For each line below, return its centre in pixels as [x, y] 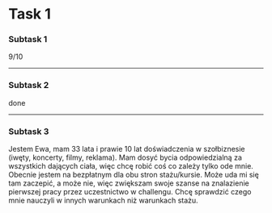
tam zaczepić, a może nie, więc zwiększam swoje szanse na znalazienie [129, 183]
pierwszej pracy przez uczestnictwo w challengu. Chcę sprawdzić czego [130, 192]
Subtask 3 [29, 132]
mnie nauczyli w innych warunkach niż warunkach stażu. [103, 200]
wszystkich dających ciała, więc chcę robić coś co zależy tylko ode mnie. [131, 166]
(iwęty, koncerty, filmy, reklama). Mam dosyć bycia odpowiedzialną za [125, 157]
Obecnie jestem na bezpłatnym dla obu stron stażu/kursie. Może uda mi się [134, 175]
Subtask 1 [28, 40]
